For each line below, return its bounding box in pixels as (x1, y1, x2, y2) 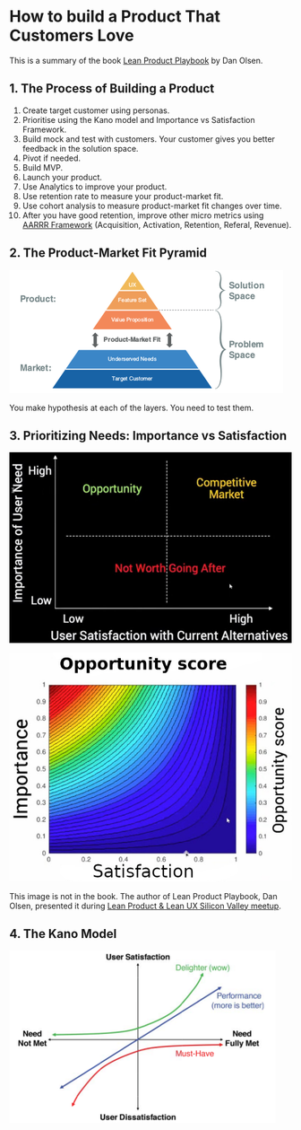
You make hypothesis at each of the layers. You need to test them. (9, 402, 254, 413)
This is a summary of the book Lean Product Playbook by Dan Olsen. (9, 55, 263, 66)
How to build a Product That (9, 6, 221, 27)
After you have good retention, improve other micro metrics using (21, 209, 264, 221)
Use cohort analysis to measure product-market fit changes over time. (21, 200, 282, 211)
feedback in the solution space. (21, 143, 139, 153)
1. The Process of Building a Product (9, 81, 215, 96)
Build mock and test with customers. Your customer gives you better (21, 133, 276, 145)
